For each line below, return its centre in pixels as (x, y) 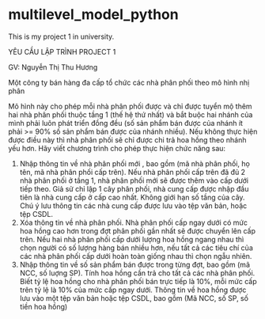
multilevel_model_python (94, 15)
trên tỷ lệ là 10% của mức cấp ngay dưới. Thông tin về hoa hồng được (133, 290)
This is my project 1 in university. (61, 36)
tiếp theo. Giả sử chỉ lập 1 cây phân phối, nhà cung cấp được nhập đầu (134, 188)
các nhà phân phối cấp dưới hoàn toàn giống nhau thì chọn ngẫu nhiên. (136, 256)
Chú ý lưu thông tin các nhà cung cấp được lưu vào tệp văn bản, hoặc (133, 205)
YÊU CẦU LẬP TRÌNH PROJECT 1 (62, 51)
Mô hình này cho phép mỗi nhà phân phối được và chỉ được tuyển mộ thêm (130, 106)
